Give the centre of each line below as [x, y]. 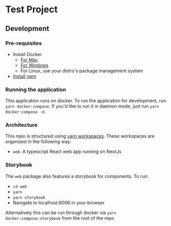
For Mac [29, 60]
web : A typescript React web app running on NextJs [67, 152]
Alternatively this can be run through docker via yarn [61, 213]
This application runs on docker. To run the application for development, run [86, 101]
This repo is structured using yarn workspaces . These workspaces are [80, 136]
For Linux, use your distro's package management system [82, 71]
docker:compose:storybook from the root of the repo [60, 218]
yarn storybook [29, 197]
